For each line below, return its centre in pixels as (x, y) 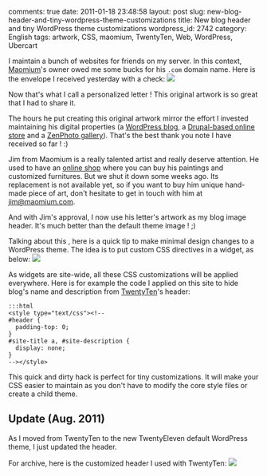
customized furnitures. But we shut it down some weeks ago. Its (114, 176)
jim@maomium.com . (42, 202)
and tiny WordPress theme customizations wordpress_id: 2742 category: (128, 28)
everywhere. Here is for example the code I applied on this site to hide (124, 283)
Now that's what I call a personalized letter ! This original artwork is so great (133, 94)
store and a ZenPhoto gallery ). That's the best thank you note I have (120, 135)
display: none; (41, 348)
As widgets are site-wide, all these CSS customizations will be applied (123, 274)
